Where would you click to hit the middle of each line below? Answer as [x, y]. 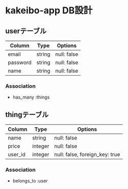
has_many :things [31, 97]
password [20, 63]
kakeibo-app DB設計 [49, 10]
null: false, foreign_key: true [87, 155]
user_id [17, 155]
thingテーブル [27, 115]
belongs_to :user [30, 181]
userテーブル [26, 31]
